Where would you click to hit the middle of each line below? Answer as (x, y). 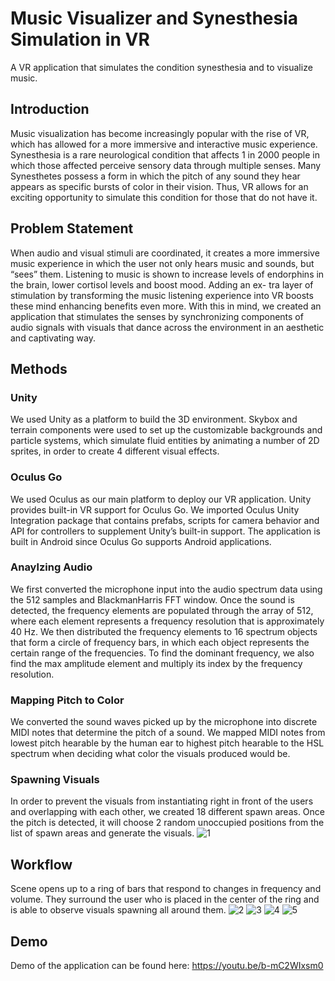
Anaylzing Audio (51, 567)
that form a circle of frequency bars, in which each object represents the (160, 642)
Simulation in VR (80, 39)
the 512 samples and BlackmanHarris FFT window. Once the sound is (152, 599)
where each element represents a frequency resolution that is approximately (167, 621)
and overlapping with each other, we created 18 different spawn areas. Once (168, 812)
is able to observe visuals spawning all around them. (118, 910)
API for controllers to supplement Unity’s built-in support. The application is (165, 531)
